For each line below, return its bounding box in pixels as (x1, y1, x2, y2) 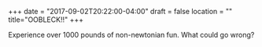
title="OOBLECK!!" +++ (8, 15, 84, 24)
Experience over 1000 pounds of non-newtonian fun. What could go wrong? (8, 31, 255, 39)
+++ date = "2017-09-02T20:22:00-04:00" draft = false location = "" (8, 7, 233, 16)
